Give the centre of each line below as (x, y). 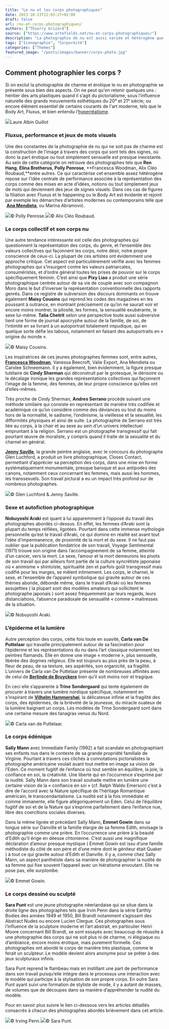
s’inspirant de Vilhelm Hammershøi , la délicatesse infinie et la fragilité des (83, 697)
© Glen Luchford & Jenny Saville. (45, 494)
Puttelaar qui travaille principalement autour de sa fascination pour (75, 644)
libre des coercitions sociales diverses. (46, 812)
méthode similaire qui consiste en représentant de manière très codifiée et (82, 404)
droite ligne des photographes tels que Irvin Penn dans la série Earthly (78, 910)
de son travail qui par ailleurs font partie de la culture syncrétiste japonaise (83, 561)
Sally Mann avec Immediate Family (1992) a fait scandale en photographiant (84, 748)
